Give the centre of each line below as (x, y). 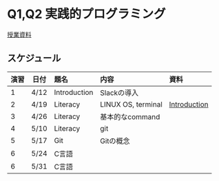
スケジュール (34, 58)
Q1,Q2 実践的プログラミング (86, 14)
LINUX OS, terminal (131, 104)
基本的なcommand (130, 116)
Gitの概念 (115, 140)
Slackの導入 (119, 92)
